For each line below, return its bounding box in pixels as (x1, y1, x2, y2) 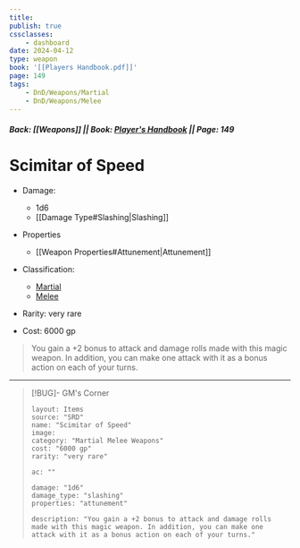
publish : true (9, 21, 62, 30)
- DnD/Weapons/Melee (25, 96, 102, 106)
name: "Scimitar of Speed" (30, 420, 132, 430)
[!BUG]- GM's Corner (30, 387, 110, 398)
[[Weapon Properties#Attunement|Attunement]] (35, 246, 212, 257)
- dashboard (25, 38, 70, 47)
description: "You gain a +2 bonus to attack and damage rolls (30, 514, 272, 524)
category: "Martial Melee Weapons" (30, 436, 164, 445)
